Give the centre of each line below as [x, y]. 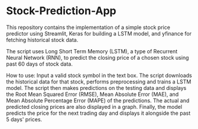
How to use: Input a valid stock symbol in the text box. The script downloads [99, 75]
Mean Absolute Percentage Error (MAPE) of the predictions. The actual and [98, 100]
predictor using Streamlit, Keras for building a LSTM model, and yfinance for [99, 33]
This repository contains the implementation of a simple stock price [88, 27]
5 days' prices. [24, 119]
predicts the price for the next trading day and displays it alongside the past [98, 113]
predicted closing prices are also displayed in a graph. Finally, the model [94, 107]
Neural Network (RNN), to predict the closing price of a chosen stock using [98, 57]
